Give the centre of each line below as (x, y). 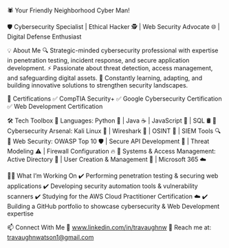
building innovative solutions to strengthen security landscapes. (98, 85)
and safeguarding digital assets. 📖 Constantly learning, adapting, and (105, 78)
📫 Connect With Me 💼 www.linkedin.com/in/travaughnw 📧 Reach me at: (109, 227)
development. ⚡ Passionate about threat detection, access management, (110, 68)
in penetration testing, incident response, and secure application (98, 60)
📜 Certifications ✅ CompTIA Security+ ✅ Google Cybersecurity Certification (115, 99)
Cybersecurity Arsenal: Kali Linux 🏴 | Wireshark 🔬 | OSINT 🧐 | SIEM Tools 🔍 (114, 131)
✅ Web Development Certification (55, 106)
